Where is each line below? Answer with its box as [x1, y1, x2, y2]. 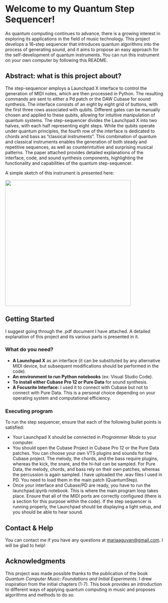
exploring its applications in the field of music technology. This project [5, 36, 150, 42]
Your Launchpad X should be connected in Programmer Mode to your [12, 434, 157, 440]
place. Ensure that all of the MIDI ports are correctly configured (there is [12, 493, 161, 499]
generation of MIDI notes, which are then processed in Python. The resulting [5, 90, 163, 96]
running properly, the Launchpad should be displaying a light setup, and [12, 504, 161, 510]
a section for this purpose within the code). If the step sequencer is [12, 498, 152, 504]
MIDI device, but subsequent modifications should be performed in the [12, 363, 159, 369]
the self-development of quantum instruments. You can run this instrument [5, 51, 159, 58]
